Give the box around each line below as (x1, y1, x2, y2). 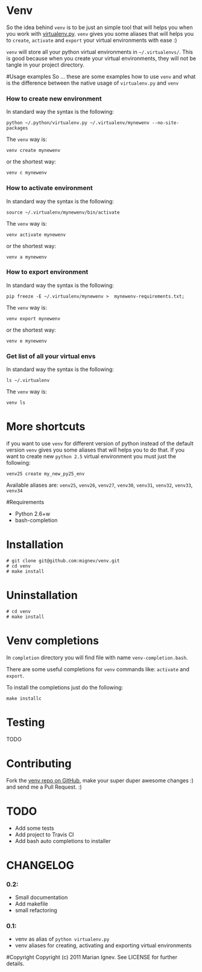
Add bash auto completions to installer (14, 837, 111, 844)
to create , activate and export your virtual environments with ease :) (6, 36, 177, 44)
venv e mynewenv (6, 338, 47, 344)
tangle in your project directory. (6, 61, 84, 68)
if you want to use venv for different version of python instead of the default (6, 440, 194, 447)
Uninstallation (6, 588, 78, 602)
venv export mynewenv (6, 315, 61, 321)
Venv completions (6, 634, 99, 648)
